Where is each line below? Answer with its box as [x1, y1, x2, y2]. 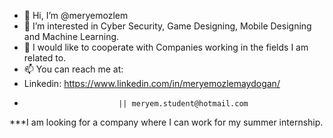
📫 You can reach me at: [23, 63, 124, 75]
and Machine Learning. [23, 31, 120, 42]
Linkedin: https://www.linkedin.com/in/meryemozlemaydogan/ [23, 78, 281, 89]
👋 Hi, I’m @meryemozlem [23, 10, 129, 21]
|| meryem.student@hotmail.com [118, 99, 249, 109]
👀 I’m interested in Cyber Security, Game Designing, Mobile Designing [23, 20, 312, 32]
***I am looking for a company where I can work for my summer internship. [9, 116, 324, 128]
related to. [23, 52, 67, 64]
